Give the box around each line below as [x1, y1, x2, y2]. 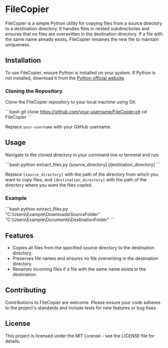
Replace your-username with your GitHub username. [5, 124, 112, 130]
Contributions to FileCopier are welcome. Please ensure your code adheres [5, 299, 160, 305]
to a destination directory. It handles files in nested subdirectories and [5, 25, 149, 31]
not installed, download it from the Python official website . [5, 75, 125, 81]
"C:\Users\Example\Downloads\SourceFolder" [5, 212, 100, 218]
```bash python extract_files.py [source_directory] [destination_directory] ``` [5, 161, 160, 167]
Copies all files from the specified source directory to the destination [12, 244, 154, 250]
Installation [5, 56, 41, 65]
